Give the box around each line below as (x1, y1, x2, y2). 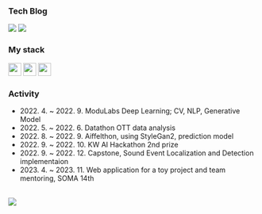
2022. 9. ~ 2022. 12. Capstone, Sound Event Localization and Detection (19, 148, 254, 158)
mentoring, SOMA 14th (19, 173, 94, 183)
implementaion (19, 156, 69, 166)
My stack (8, 44, 45, 55)
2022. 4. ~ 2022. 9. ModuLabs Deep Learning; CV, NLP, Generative (19, 105, 241, 116)
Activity (8, 88, 40, 99)
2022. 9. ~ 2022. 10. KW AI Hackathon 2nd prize (19, 139, 179, 149)
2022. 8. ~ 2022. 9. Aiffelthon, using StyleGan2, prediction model (19, 131, 234, 140)
